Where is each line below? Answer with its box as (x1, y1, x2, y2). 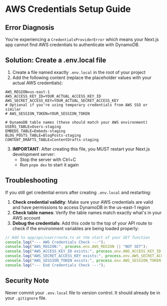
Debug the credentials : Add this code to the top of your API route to (12, 220, 153, 226)
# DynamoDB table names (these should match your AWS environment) (5, 120, 148, 125)
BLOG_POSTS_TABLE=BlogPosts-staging (5, 133, 81, 138)
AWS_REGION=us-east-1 (5, 89, 50, 94)
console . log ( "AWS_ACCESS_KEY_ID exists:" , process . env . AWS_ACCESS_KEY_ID (5, 249, 162, 254)
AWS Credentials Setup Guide (5, 3, 131, 15)
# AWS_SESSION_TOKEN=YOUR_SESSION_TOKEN (5, 111, 90, 116)
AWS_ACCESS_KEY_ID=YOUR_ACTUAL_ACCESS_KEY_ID (5, 93, 101, 99)
